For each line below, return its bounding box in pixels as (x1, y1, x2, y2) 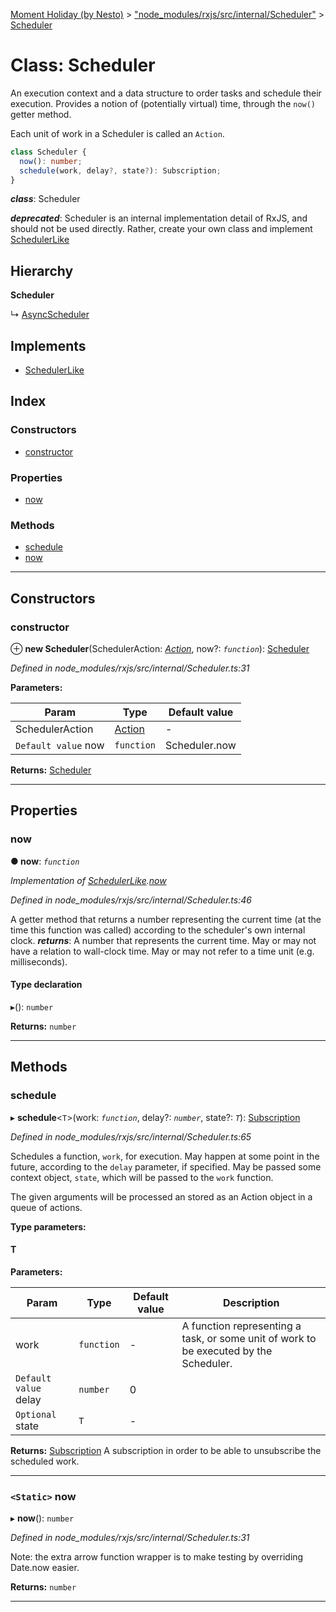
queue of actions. (10, 1201, 83, 1213)
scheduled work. (10, 1455, 80, 1467)
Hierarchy (10, 262, 74, 279)
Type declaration (10, 979, 83, 991)
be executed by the (181, 1344, 273, 1358)
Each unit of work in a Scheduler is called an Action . (10, 127, 225, 139)
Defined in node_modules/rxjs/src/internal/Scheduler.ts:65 (10, 1130, 252, 1143)
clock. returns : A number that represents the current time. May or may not (10, 934, 317, 946)
